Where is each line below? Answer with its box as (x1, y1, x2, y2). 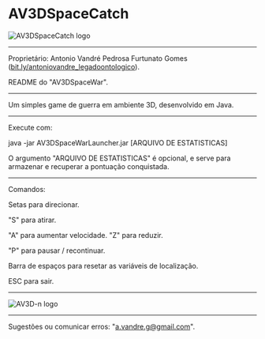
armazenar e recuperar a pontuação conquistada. (8, 161, 170, 171)
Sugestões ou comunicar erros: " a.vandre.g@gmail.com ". (8, 322, 196, 331)
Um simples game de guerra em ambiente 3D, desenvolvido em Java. (8, 100, 234, 109)
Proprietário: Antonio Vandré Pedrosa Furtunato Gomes (8, 53, 188, 63)
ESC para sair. (8, 276, 54, 285)
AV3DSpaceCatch (8, 5, 129, 23)
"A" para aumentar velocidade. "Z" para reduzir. (8, 230, 163, 239)
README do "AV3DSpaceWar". (8, 77, 109, 87)
